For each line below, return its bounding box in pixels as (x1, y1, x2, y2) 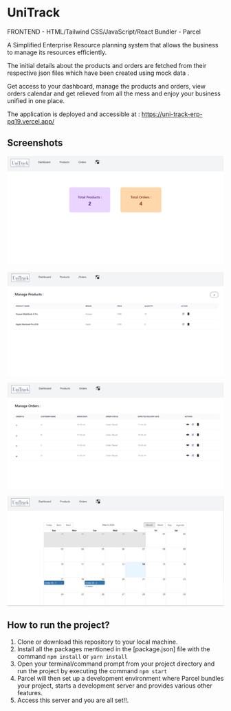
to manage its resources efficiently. (7, 48, 107, 56)
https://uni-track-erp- (141, 110, 203, 118)
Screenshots (7, 137, 63, 149)
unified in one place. (7, 96, 65, 104)
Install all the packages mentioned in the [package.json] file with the (16, 644, 210, 653)
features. (16, 688, 43, 697)
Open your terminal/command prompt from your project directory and (16, 659, 215, 668)
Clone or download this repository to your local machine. (16, 637, 178, 646)
